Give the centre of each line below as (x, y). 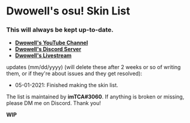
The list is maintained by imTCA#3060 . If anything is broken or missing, (95, 97)
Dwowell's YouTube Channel (51, 43)
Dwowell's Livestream (43, 56)
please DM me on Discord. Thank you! (54, 103)
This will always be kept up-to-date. (60, 30)
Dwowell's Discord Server (48, 49)
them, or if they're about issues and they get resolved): (74, 74)
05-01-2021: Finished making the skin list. (66, 85)
